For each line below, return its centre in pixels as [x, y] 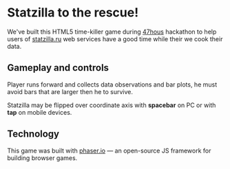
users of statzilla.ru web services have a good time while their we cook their [115, 38]
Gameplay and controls [58, 68]
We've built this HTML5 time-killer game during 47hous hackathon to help [112, 32]
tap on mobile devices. [40, 112]
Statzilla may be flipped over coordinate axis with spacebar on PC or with [112, 105]
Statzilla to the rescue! [73, 13]
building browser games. [42, 158]
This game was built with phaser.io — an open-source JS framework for [109, 150]
